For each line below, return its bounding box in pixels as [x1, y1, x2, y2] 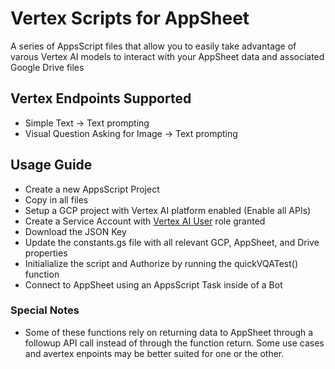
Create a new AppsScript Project [24, 183, 160, 195]
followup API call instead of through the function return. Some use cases [24, 337, 325, 349]
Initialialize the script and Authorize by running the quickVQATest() [24, 257, 299, 269]
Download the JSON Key [24, 225, 127, 237]
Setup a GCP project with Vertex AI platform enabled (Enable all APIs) [24, 204, 312, 216]
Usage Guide [10, 157, 93, 174]
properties [24, 247, 68, 259]
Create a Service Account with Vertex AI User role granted [24, 215, 266, 227]
